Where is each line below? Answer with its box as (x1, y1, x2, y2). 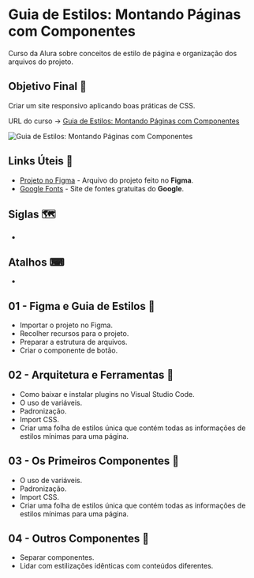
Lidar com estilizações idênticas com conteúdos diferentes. (19, 561, 214, 571)
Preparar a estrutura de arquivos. (19, 338, 128, 346)
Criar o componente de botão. (19, 346, 118, 355)
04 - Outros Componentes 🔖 (8, 532, 150, 546)
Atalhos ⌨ (8, 255, 65, 269)
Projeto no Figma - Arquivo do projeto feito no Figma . (19, 176, 194, 185)
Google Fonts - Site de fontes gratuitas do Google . (19, 183, 185, 193)
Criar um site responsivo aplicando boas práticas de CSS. (8, 100, 196, 110)
